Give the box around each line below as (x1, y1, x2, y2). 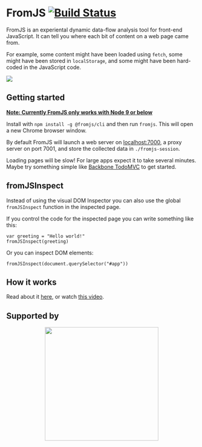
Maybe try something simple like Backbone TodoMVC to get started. (6, 163, 177, 170)
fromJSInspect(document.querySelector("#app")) (6, 260, 129, 267)
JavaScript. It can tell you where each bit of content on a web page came (6, 32, 189, 39)
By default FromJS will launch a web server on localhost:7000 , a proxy (6, 138, 182, 145)
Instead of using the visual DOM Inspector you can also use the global (6, 197, 181, 204)
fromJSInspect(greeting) (6, 238, 69, 245)
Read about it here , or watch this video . (6, 293, 105, 300)
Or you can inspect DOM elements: (6, 249, 94, 256)
